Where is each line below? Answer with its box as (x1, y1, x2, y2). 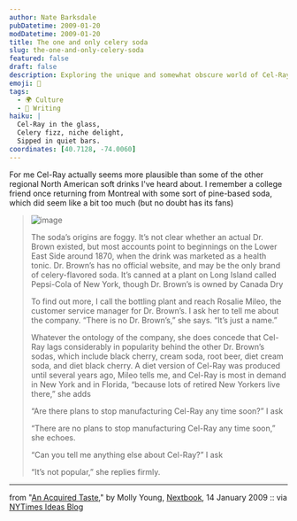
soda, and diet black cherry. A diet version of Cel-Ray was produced (30, 360, 281, 370)
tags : (9, 87, 29, 96)
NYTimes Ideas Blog (9, 502, 84, 512)
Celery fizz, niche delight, (17, 128, 125, 137)
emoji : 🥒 (9, 79, 42, 88)
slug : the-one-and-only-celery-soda (9, 46, 144, 55)
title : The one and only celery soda (9, 37, 148, 47)
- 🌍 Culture (17, 95, 64, 105)
